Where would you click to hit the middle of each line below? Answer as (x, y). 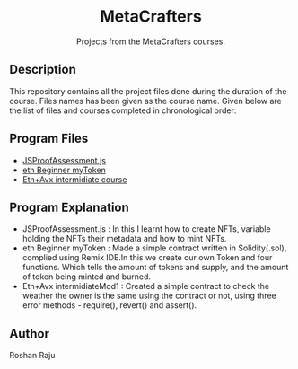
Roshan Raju (32, 356)
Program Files (49, 139)
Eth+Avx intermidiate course (74, 179)
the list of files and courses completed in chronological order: (123, 110)
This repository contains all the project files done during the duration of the (148, 91)
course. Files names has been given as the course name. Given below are (146, 101)
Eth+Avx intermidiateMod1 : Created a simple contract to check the (146, 286)
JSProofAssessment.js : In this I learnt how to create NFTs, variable (146, 229)
